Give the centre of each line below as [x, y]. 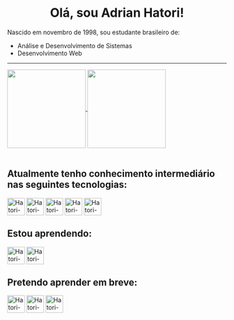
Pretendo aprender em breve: [72, 282]
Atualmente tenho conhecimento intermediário [111, 174]
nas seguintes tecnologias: [67, 185]
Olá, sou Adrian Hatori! [117, 13]
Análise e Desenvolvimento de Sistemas [75, 45]
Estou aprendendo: [49, 234]
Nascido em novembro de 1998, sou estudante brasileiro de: [94, 32]
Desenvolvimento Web [49, 53]
